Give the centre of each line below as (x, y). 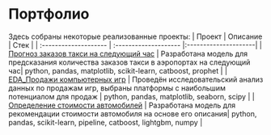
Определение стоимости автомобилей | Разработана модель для (122, 105)
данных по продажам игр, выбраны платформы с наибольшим (117, 88)
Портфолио (49, 14)
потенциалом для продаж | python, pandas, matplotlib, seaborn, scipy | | (131, 96)
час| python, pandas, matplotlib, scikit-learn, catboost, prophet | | (118, 70)
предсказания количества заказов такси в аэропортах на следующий (129, 62)
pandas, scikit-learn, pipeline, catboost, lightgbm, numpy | (106, 122)
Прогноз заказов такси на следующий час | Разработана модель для (128, 53)
